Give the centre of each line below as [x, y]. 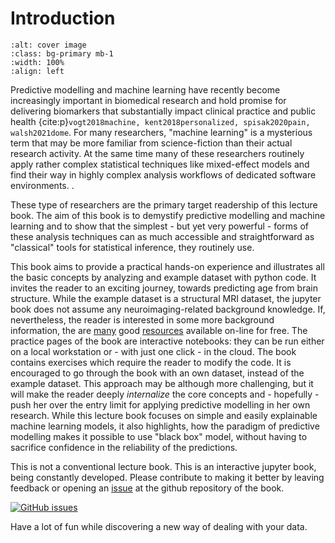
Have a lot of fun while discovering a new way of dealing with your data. [159, 526]
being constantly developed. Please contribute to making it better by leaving [167, 477]
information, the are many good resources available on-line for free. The [159, 330]
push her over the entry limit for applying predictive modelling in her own [160, 404]
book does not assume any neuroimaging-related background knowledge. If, [168, 309]
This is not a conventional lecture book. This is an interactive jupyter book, [163, 466]
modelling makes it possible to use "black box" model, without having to [159, 436]
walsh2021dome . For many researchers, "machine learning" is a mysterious [161, 132]
